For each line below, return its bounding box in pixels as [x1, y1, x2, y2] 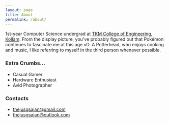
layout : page [5, 7, 33, 13]
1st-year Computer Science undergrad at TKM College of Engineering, [5, 31, 153, 37]
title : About [5, 12, 33, 17]
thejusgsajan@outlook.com [12, 111, 70, 117]
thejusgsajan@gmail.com [12, 106, 66, 112]
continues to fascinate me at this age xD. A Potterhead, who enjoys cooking [5, 42, 164, 48]
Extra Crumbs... [5, 59, 46, 67]
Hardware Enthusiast [12, 77, 57, 83]
